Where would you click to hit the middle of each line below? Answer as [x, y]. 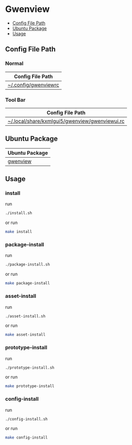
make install [19, 232]
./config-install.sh [27, 419]
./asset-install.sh [25, 316]
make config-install [27, 438]
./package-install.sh [28, 265]
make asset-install [25, 335]
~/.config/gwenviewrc [34, 85]
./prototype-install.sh [30, 368]
